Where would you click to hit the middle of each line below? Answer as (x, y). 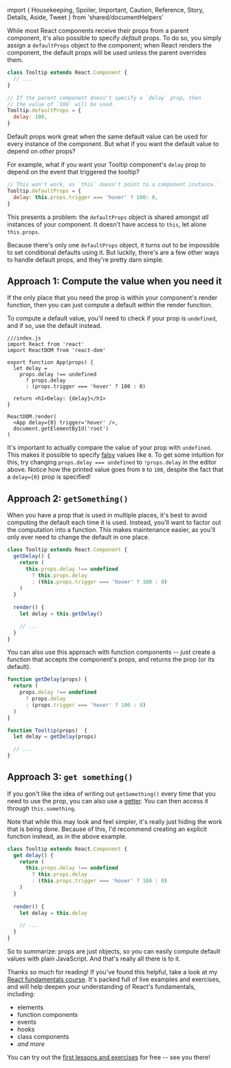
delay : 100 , (31, 117)
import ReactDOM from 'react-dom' (57, 351)
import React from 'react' (46, 345)
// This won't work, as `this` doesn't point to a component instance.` (113, 185)
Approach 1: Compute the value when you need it (114, 281)
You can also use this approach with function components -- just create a (111, 652)
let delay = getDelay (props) (55, 737)
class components (43, 1037)
